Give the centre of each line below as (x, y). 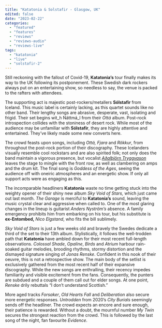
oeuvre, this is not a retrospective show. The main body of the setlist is (75, 260)
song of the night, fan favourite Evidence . (46, 320)
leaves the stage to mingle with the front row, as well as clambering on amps (81, 164)
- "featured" (22, 28)
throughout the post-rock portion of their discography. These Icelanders (77, 148)
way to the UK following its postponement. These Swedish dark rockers (76, 82)
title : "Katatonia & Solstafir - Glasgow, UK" (53, 9)
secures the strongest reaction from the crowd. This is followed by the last (79, 315)
